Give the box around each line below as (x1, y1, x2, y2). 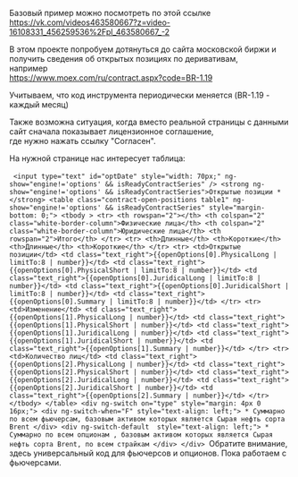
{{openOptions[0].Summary (9, 297, 105, 306)
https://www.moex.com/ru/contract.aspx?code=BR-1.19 (9, 72, 213, 83)
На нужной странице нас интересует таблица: (9, 153, 186, 164)
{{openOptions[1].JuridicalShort (9, 336, 134, 345)
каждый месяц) (9, 99, 70, 110)
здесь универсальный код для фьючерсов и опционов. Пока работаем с (9, 447, 287, 458)
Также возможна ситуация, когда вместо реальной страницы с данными (9, 116, 289, 127)
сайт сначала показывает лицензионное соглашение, (9, 126, 214, 137)
